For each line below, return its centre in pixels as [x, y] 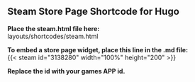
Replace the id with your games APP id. [66, 71]
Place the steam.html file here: [54, 28]
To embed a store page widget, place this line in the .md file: [98, 49]
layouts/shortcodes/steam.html [53, 36]
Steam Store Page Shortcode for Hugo [93, 12]
